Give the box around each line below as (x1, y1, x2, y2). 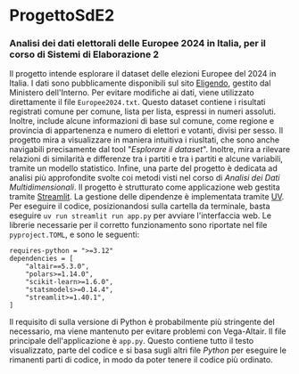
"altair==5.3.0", (25, 262, 90, 272)
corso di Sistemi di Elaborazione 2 (9, 48, 159, 61)
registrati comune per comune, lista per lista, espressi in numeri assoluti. (9, 106, 277, 117)
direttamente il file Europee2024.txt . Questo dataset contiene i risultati (9, 97, 266, 108)
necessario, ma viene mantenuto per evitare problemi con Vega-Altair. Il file (9, 326, 287, 337)
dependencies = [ (9, 255, 74, 264)
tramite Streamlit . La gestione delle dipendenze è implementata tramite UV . (9, 191, 285, 202)
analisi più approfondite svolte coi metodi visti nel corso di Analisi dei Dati (9, 173, 280, 183)
